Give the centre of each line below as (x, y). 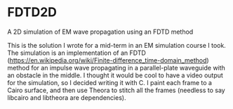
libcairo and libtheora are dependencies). (67, 97)
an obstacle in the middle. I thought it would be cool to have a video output (115, 75)
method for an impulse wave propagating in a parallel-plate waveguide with (116, 68)
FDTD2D (32, 12)
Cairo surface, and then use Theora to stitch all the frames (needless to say (116, 90)
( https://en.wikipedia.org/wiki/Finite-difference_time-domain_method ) (108, 60)
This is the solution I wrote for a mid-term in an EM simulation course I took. (116, 45)
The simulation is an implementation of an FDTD (76, 53)
